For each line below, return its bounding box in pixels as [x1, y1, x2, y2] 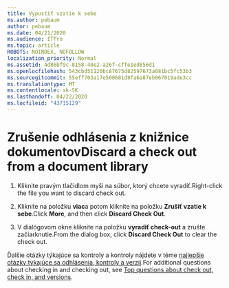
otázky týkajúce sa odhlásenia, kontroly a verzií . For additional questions [7, 258, 211, 266]
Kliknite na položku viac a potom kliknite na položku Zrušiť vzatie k [17, 202, 207, 210]
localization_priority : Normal [7, 55, 97, 62]
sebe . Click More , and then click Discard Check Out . [17, 209, 166, 218]
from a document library [7, 159, 149, 174]
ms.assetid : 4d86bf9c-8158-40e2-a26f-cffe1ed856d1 [7, 61, 155, 68]
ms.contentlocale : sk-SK [7, 87, 78, 94]
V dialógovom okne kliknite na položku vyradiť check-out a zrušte [17, 223, 206, 231]
